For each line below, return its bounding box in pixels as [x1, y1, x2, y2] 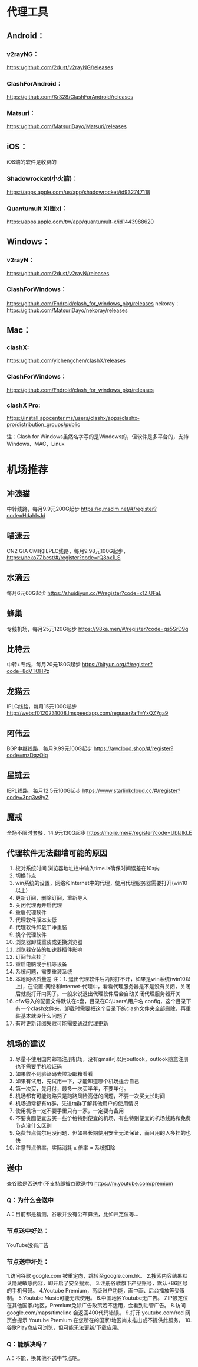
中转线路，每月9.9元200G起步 [6, 506, 80, 513]
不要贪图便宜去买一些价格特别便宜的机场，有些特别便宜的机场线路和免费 [15, 1115, 191, 1122]
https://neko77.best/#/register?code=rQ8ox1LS [6, 554, 121, 561]
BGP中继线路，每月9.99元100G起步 [6, 745, 93, 752]
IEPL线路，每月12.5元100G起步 [6, 787, 81, 794]
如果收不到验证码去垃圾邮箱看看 [15, 1070, 93, 1078]
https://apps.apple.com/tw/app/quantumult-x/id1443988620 [6, 218, 154, 225]
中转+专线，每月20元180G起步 [6, 661, 81, 668]
